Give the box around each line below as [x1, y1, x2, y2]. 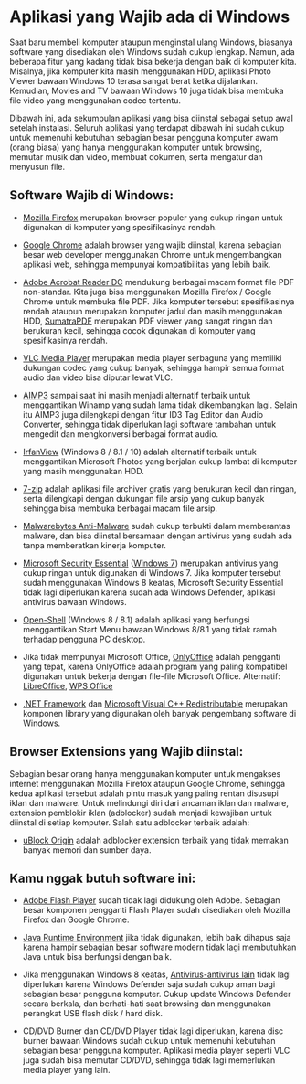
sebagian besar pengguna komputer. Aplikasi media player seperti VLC [22, 1045, 290, 1057]
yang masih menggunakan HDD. [22, 465, 144, 476]
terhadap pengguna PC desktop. [22, 633, 146, 644]
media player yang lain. [22, 1065, 111, 1076]
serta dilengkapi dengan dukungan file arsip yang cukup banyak [22, 493, 265, 504]
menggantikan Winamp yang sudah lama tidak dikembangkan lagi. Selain [22, 399, 298, 410]
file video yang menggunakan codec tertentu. [9, 94, 181, 106]
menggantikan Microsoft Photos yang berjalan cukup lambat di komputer [22, 455, 298, 467]
